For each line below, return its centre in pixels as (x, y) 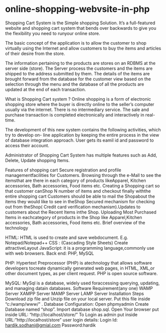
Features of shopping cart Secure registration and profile (63, 170)
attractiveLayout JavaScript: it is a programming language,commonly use (80, 248)
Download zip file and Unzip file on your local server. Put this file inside (78, 299)
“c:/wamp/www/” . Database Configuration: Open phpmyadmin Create (77, 304)
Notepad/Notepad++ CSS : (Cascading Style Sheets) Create (67, 243)
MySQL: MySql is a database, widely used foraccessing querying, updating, (83, 283)
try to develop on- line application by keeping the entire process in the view (82, 135)
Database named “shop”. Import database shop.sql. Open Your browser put (82, 309)
